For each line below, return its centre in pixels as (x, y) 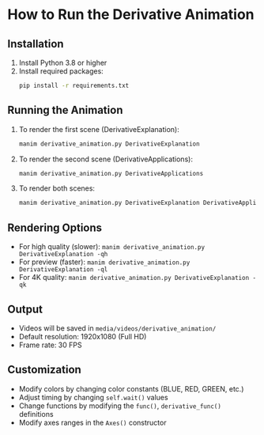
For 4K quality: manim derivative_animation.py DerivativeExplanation (134, 278)
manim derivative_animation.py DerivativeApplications (111, 173)
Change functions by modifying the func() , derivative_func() (120, 406)
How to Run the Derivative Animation (131, 15)
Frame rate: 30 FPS (50, 345)
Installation (36, 44)
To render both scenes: (57, 188)
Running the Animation (65, 110)
